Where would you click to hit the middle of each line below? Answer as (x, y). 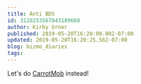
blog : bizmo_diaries (38, 47)
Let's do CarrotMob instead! (48, 73)
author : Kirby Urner (38, 27)
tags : (15, 54)
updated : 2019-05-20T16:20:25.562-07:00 (68, 40)
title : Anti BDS (31, 14)
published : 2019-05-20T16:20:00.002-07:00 (70, 34)
